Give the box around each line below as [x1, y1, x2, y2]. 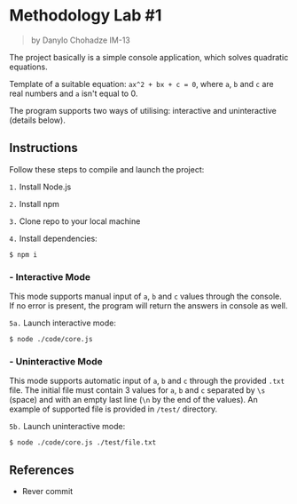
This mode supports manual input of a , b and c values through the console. [9, 291, 282, 302]
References [9, 462, 74, 477]
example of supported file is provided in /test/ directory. [9, 404, 218, 414]
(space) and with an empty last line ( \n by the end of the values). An [9, 395, 259, 405]
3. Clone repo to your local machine [9, 215, 141, 227]
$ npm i [9, 250, 38, 259]
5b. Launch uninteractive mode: [9, 421, 126, 432]
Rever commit [21, 486, 74, 497]
